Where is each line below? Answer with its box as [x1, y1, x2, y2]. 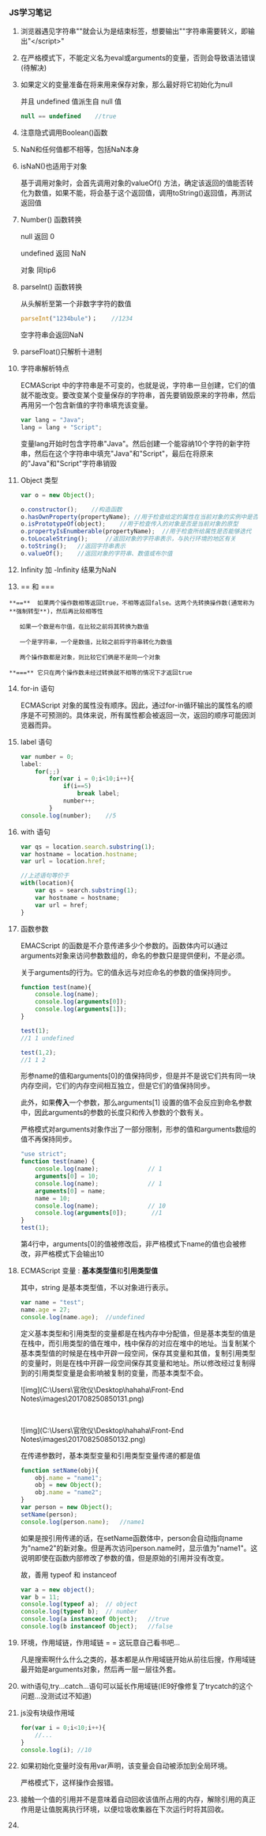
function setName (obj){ [20, 1466, 99, 1474]
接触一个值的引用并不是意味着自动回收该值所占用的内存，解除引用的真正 [20, 1795, 256, 1804]
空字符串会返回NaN [20, 330, 84, 340]
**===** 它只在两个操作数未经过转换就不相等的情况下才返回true [9, 669, 193, 677]
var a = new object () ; [20, 1585, 96, 1594]
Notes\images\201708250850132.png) [20, 1434, 146, 1443]
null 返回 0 [20, 232, 54, 241]
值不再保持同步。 [20, 1134, 77, 1144]
